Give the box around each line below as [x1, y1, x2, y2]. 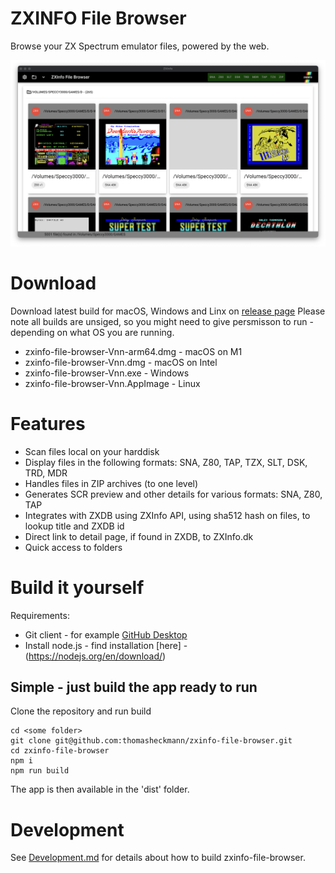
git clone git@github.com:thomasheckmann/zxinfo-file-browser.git [10, 736, 293, 746]
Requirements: [10, 609, 70, 621]
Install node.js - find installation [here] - [24, 639, 188, 651]
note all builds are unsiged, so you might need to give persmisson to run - [10, 315, 314, 327]
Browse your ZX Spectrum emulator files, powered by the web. [10, 40, 270, 52]
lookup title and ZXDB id [24, 520, 125, 532]
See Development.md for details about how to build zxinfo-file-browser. [10, 852, 306, 864]
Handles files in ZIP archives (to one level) [24, 477, 199, 489]
